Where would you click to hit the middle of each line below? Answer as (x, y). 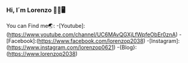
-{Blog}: (127, 47)
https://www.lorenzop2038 (42, 54)
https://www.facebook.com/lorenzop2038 (91, 41)
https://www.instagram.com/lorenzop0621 (61, 47)
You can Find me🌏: (31, 26)
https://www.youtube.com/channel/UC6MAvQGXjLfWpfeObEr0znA (92, 35)
